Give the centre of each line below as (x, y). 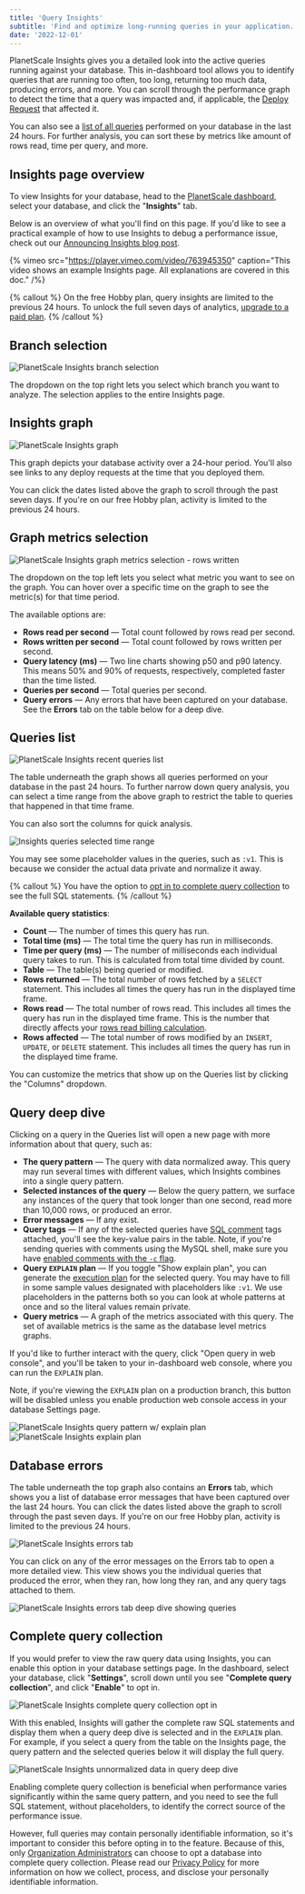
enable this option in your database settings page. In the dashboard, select (149, 1668)
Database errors (56, 1465)
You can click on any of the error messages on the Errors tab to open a (142, 1561)
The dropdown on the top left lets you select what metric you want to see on (152, 577)
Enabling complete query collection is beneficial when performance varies (148, 1787)
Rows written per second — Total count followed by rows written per (152, 641)
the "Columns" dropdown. (58, 1084)
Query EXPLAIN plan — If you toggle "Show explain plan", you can (144, 1268)
